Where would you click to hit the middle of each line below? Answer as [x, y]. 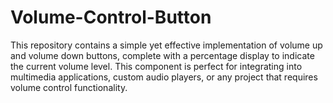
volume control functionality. [69, 87]
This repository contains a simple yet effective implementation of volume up [166, 45]
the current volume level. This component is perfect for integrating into [156, 66]
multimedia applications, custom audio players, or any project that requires [164, 77]
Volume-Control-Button [111, 17]
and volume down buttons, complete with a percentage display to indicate [162, 55]
